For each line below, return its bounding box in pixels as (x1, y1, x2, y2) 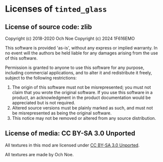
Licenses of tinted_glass (5, 3, 107, 15)
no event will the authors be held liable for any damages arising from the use (5, 50, 158, 56)
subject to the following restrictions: (5, 75, 77, 81)
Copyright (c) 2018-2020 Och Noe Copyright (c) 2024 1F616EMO (5, 35, 135, 41)
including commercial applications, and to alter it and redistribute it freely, (5, 70, 152, 76)
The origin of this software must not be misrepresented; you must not (12, 84, 151, 90)
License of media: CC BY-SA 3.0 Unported (5, 130, 135, 138)
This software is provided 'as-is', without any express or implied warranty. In (5, 45, 158, 50)
